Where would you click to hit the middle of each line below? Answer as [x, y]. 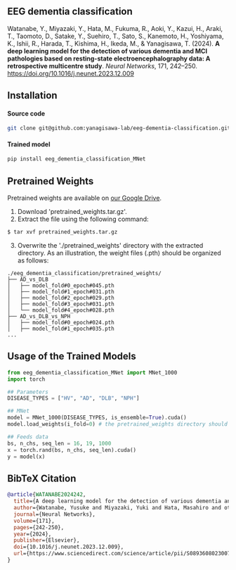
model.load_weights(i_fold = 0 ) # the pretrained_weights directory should [118, 424]
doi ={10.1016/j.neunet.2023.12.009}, [69, 547]
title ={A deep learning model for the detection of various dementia [117, 501]
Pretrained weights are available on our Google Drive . [85, 198]
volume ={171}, [34, 521]
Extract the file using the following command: [83, 219]
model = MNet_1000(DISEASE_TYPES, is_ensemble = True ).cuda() [97, 418]
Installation [32, 95]
